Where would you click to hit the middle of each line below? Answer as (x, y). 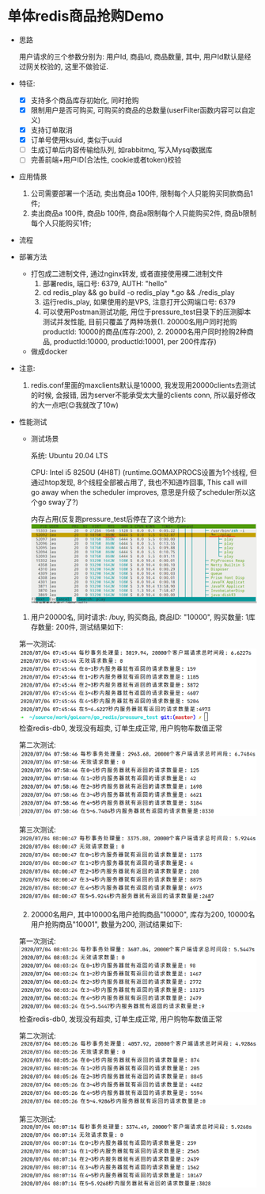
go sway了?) (58, 502)
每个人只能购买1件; (61, 224)
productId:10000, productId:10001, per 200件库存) (135, 342)
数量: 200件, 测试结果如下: (80, 627)
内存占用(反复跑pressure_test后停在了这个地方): (108, 519)
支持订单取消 (51, 130)
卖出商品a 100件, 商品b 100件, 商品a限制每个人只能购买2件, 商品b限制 (144, 213)
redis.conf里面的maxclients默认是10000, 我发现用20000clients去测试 (143, 385)
